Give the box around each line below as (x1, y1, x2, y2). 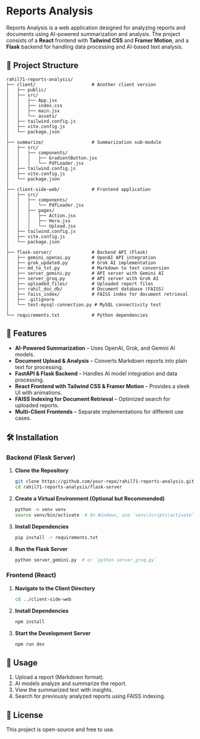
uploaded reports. (14, 401, 60, 408)
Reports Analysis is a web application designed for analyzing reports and (6, 24, 186, 31)
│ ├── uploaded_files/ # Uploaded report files (6, 280, 153, 287)
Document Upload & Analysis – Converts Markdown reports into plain (14, 357, 188, 364)
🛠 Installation (6, 432, 59, 443)
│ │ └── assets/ (6, 113, 58, 119)
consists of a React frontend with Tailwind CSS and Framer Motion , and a (6, 37, 189, 44)
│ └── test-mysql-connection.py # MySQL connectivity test (6, 301, 162, 308)
